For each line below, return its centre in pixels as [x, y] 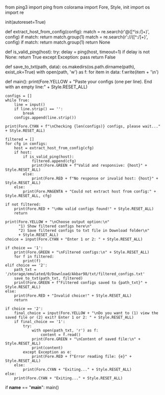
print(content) [47, 348]
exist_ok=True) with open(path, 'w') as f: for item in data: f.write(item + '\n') [82, 72]
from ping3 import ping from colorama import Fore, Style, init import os [78, 7]
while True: [17, 100]
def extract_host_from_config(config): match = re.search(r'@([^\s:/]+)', [77, 32]
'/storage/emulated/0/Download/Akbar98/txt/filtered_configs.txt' [75, 274]
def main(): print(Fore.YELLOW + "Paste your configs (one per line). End [79, 82]
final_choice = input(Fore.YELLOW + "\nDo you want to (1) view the [86, 313]
